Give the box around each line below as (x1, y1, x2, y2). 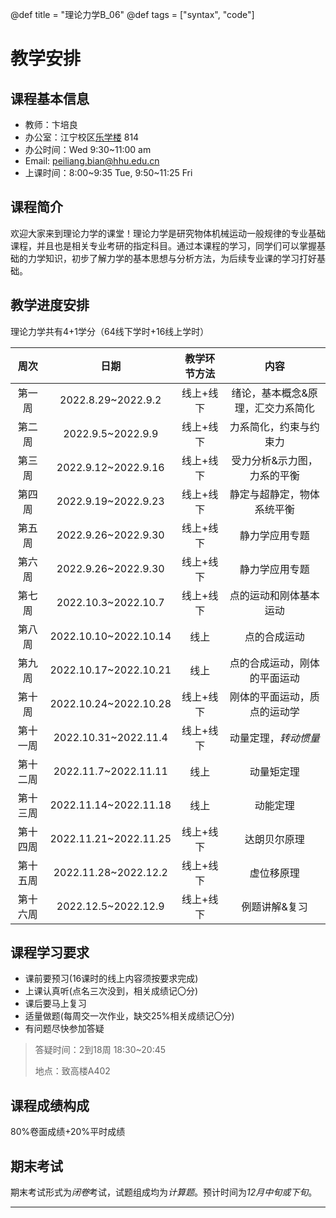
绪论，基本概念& (231, 386, 308, 400)
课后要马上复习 (24, 998, 87, 1010)
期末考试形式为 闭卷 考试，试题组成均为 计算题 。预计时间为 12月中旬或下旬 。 (10, 1186, 318, 1198)
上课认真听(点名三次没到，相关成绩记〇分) (24, 985, 199, 997)
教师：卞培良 (24, 119, 78, 130)
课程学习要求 (10, 944, 90, 962)
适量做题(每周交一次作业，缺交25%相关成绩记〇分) (24, 1010, 235, 1022)
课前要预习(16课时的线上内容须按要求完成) (24, 973, 199, 985)
